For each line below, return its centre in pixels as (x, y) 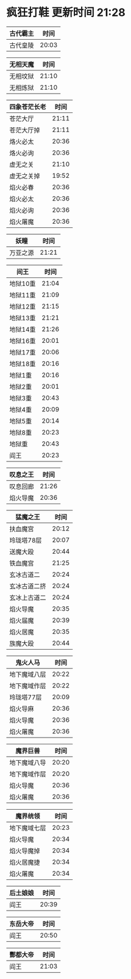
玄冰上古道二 (28, 598)
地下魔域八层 (28, 674)
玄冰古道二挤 (28, 586)
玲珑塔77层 (26, 697)
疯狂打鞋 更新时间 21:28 (66, 13)
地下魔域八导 (28, 763)
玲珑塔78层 (26, 540)
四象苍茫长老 (28, 106)
